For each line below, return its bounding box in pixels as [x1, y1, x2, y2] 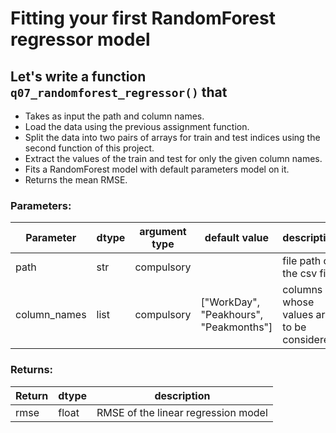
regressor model [10, 28, 151, 51]
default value [204, 231, 270, 245]
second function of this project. [24, 142, 155, 154]
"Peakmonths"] [200, 320, 273, 334]
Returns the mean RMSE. [24, 174, 128, 186]
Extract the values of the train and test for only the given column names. [24, 153, 323, 164]
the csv [282, 267, 318, 281]
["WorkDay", [200, 295, 260, 309]
